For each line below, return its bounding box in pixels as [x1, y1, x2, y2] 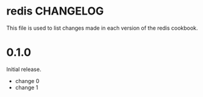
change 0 [15, 77, 40, 84]
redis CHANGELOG [6, 4, 104, 18]
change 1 [15, 84, 39, 91]
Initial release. [6, 65, 42, 73]
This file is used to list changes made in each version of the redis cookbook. [6, 24, 198, 32]
